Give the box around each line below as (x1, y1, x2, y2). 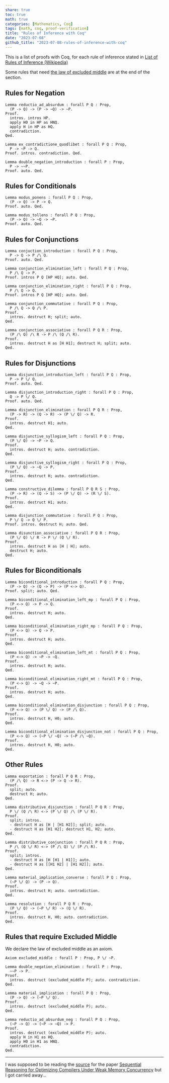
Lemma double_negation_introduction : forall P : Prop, (5, 159, 125, 164)
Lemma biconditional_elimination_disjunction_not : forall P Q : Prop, (5, 729, 158, 734)
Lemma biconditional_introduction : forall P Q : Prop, (5, 579, 125, 585)
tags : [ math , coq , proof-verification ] (5, 26, 89, 31)
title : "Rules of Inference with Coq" (5, 31, 87, 36)
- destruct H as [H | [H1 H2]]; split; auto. (10, 822, 107, 827)
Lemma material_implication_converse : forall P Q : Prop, (5, 875, 132, 880)
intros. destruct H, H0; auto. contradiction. (10, 915, 109, 920)
